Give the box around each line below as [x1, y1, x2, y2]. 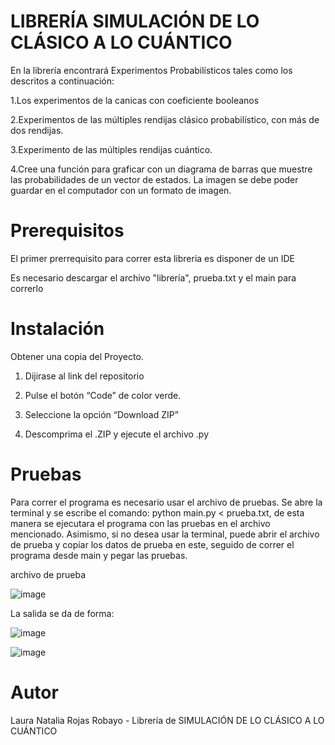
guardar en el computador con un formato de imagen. [10, 184, 232, 196]
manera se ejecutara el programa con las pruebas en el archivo [10, 517, 271, 529]
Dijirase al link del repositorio [24, 370, 145, 382]
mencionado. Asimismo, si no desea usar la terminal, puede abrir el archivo [10, 528, 320, 540]
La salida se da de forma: [10, 607, 115, 619]
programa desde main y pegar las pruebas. [10, 549, 188, 561]
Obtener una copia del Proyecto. [10, 350, 144, 362]
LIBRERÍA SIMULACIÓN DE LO [10, 10, 260, 33]
